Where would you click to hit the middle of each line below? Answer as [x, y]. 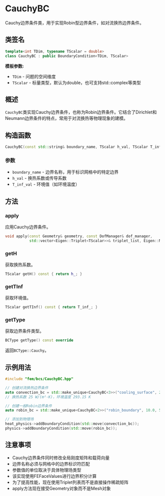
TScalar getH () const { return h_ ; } [44, 274]
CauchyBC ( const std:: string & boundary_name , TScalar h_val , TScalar [77, 147]
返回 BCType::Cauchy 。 [27, 350]
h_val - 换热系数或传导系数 [39, 178]
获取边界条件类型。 [25, 331]
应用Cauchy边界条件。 [28, 227]
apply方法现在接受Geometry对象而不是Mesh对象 [61, 488]
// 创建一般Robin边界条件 [29, 406]
